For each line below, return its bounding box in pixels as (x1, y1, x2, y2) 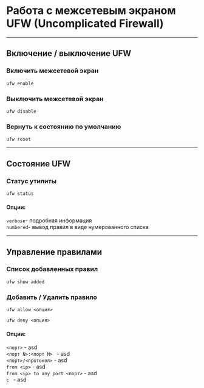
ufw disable (6, 108, 36, 115)
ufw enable (6, 80, 34, 86)
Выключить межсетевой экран (6, 94, 104, 103)
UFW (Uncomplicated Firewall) (6, 16, 164, 30)
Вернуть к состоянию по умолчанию (6, 122, 121, 131)
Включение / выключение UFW (6, 48, 132, 58)
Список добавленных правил (6, 265, 98, 273)
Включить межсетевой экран (6, 66, 99, 75)
